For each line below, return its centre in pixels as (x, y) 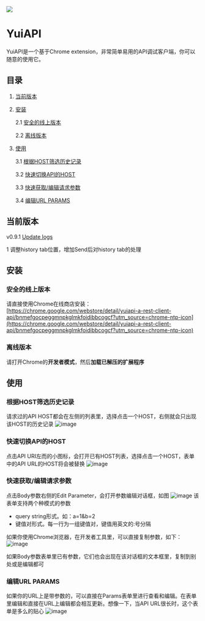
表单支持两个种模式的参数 (39, 503)
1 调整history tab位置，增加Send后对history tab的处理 (74, 249)
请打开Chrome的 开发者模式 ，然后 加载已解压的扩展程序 (76, 362)
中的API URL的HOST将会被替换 (46, 464)
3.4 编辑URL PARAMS (43, 200)
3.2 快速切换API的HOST (45, 174)
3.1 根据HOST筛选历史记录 (48, 161)
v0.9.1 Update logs (30, 236)
